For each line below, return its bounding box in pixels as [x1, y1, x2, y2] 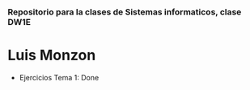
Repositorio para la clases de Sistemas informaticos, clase [7, 6, 242, 18]
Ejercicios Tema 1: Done [19, 72, 100, 82]
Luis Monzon [7, 47, 96, 64]
